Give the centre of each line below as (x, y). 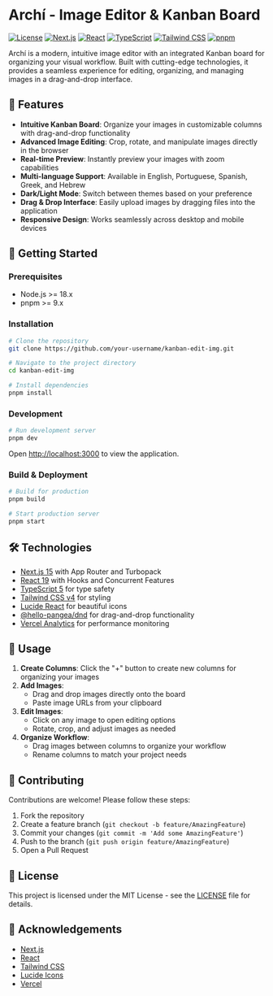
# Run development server (52, 431)
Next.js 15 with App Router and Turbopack (91, 572)
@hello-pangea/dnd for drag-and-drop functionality (107, 615)
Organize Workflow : (54, 737)
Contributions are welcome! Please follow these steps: (100, 800)
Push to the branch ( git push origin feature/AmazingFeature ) (125, 842)
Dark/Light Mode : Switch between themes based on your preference (136, 194)
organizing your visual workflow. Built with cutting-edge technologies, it (128, 62)
